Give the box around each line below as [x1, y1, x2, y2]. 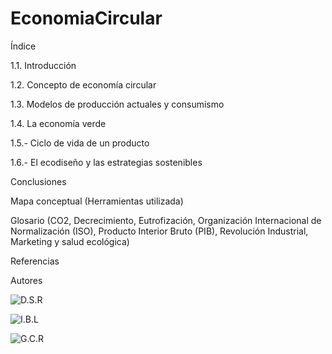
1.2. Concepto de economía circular [10, 78, 157, 91]
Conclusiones [10, 175, 67, 187]
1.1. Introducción [10, 59, 77, 71]
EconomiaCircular [10, 7, 163, 30]
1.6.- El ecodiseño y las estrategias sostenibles [10, 156, 203, 168]
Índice [10, 40, 37, 52]
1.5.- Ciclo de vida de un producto [10, 137, 150, 149]
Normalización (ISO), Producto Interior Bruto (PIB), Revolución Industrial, [10, 225, 309, 237]
